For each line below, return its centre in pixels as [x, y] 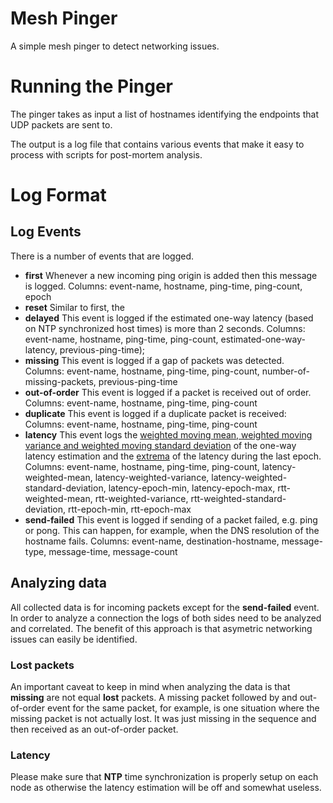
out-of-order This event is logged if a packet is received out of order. [168, 392]
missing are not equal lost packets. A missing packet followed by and [154, 697]
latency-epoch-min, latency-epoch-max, [192, 488]
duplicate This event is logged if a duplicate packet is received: [155, 413]
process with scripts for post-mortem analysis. [106, 154]
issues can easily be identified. [74, 639]
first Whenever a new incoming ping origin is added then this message [171, 275]
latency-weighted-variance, [152, 477]
